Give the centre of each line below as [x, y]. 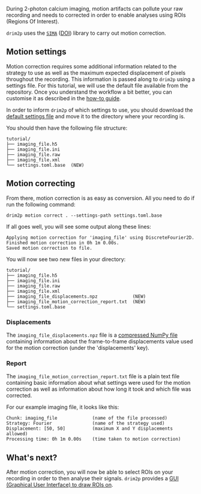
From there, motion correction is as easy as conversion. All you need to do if [100, 198]
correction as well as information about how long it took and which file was [99, 389]
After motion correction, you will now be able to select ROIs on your [90, 472]
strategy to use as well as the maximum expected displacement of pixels [96, 73]
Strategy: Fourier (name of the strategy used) [85, 423]
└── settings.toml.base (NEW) [45, 165]
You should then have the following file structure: [67, 128]
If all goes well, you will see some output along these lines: [79, 226]
